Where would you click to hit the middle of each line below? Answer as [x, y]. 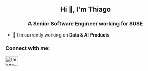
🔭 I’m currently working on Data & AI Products [61, 35]
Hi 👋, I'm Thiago [85, 9]
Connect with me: [28, 48]
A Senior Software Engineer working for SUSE [85, 24]
